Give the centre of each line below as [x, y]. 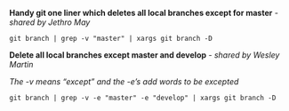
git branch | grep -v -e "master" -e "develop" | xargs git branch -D [143, 98]
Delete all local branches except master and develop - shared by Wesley [144, 55]
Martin [21, 64]
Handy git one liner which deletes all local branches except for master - [144, 13]
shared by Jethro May [50, 22]
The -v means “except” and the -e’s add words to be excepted [124, 82]
